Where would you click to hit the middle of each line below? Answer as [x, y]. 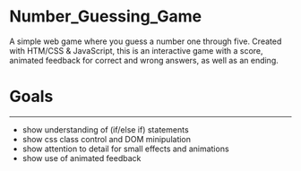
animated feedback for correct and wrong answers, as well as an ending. [144, 60]
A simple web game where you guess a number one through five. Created [146, 41]
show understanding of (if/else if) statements [106, 129]
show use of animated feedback [82, 158]
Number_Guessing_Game [106, 17]
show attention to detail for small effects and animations [126, 149]
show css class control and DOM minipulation [106, 139]
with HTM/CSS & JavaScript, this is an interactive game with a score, [136, 50]
